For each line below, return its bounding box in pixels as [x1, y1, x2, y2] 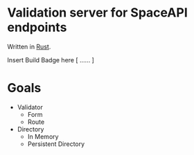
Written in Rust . [7, 42, 51, 51]
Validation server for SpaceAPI [7, 5, 188, 21]
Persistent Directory [27, 140, 85, 148]
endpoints [7, 19, 67, 35]
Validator [17, 102, 43, 111]
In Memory [27, 132, 59, 140]
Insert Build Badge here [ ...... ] [7, 55, 95, 64]
